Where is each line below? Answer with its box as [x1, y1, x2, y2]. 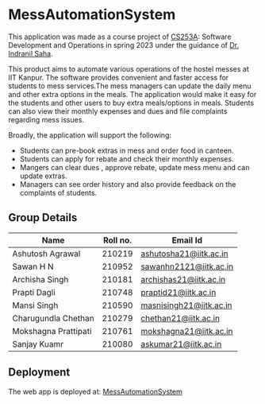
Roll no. [102, 235, 132, 246]
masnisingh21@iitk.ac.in [140, 300, 232, 311]
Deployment [8, 366, 71, 379]
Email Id [171, 235, 203, 246]
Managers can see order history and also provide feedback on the [19, 179, 236, 188]
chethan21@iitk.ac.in [140, 313, 221, 324]
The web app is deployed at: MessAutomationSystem [8, 387, 182, 396]
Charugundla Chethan [12, 313, 94, 324]
